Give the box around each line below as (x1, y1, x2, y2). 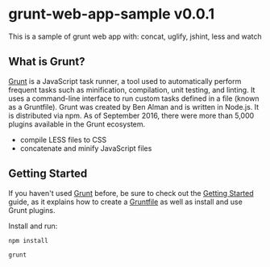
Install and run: (8, 221, 58, 231)
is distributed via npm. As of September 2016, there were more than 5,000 (8, 111, 255, 120)
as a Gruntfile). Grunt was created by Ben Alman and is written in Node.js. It (8, 102, 260, 111)
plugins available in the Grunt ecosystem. (8, 119, 146, 129)
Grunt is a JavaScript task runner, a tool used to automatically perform (8, 76, 242, 86)
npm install (8, 236, 48, 244)
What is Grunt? (8, 55, 86, 69)
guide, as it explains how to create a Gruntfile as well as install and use (8, 197, 243, 207)
